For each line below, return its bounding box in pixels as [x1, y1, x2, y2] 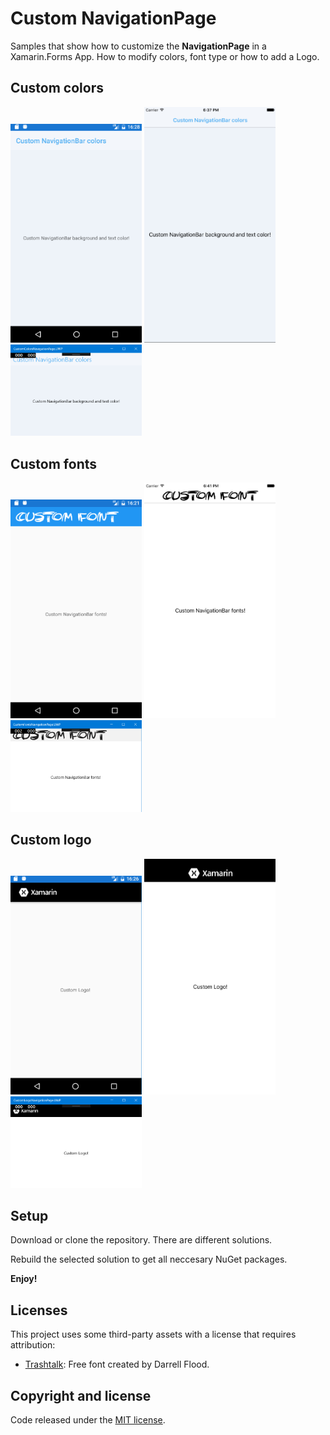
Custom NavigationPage [10, 7, 217, 30]
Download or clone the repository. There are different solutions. [10, 1234, 273, 1246]
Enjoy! [10, 1273, 38, 1285]
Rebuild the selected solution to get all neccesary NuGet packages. [10, 1253, 288, 1266]
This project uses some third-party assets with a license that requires [10, 1328, 297, 1341]
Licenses [10, 1302, 68, 1319]
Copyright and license [10, 1387, 152, 1404]
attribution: [10, 1339, 56, 1351]
